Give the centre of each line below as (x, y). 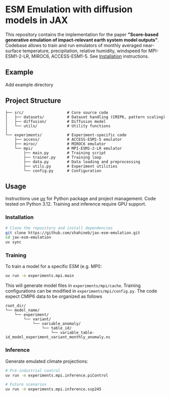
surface (14, 51)
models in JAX (37, 20)
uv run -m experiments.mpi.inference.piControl (57, 375)
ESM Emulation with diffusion (69, 9)
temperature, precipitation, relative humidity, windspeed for (85, 51)
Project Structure (33, 101)
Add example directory (29, 84)
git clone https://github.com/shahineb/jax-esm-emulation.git (73, 233)
